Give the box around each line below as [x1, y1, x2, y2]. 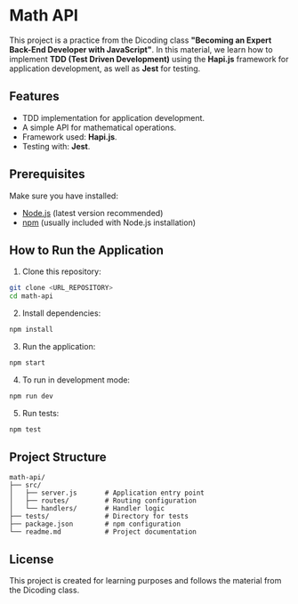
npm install [9, 326, 53, 334]
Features [9, 89, 60, 104]
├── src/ [9, 481, 42, 490]
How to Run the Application [9, 242, 165, 258]
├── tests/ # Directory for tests [9, 512, 189, 521]
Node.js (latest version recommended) [21, 207, 164, 218]
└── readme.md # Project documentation [9, 527, 197, 536]
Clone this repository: [21, 266, 101, 277]
